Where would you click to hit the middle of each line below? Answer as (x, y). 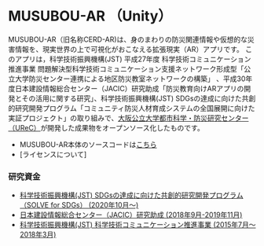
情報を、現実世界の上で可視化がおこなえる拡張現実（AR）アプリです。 (129, 49)
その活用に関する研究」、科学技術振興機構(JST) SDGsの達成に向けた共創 (139, 98)
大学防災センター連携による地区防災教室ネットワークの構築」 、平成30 (130, 79)
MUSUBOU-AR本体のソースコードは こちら (88, 144)
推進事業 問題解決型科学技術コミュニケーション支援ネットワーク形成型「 (126, 68)
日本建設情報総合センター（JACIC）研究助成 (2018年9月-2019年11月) (131, 215)
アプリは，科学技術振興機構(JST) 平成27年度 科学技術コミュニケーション (133, 59)
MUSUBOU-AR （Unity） (90, 16)
